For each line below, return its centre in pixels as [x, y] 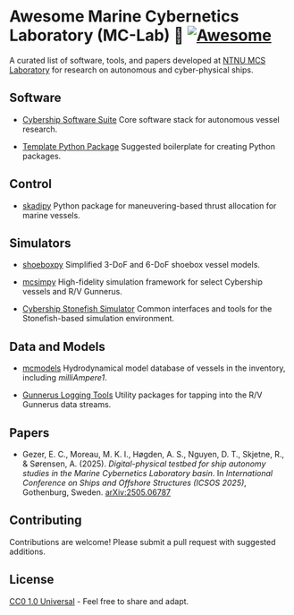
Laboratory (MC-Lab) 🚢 [97, 35]
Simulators [40, 243]
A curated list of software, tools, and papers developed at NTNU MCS [138, 60]
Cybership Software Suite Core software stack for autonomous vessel [151, 119]
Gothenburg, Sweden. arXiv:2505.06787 [97, 492]
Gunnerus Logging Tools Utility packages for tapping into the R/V [142, 395]
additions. [28, 551]
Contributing [46, 521]
